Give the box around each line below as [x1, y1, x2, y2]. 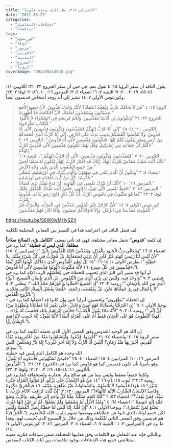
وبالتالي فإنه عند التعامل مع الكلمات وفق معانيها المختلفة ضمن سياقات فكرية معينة [6, 431, 161, 437]
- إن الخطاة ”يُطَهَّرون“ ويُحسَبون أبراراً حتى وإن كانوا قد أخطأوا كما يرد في [6, 297, 145, 302]
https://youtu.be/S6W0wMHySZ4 [6, 217, 77, 223]
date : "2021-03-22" [6, 12, 47, 17]
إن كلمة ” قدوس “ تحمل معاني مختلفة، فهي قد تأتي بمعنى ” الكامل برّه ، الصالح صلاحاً [6, 237, 162, 243]
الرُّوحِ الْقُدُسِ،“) [6, 291, 35, 297]
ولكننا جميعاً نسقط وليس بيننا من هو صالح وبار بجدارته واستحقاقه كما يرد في [6, 371, 150, 378]
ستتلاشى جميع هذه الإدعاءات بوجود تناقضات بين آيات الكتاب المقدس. [6, 437, 136, 442]
